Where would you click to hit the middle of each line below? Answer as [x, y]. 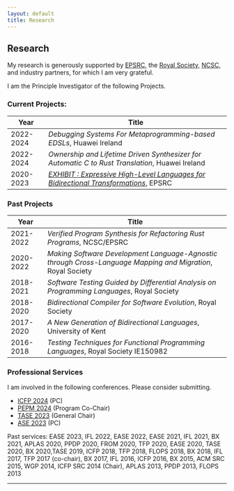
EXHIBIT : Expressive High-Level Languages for [127, 174]
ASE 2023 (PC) [39, 423]
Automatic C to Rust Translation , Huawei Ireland [127, 163]
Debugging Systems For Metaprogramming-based [132, 134]
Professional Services [45, 372]
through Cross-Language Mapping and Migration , [130, 262]
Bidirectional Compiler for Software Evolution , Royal [132, 302]
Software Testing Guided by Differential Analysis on [132, 282]
